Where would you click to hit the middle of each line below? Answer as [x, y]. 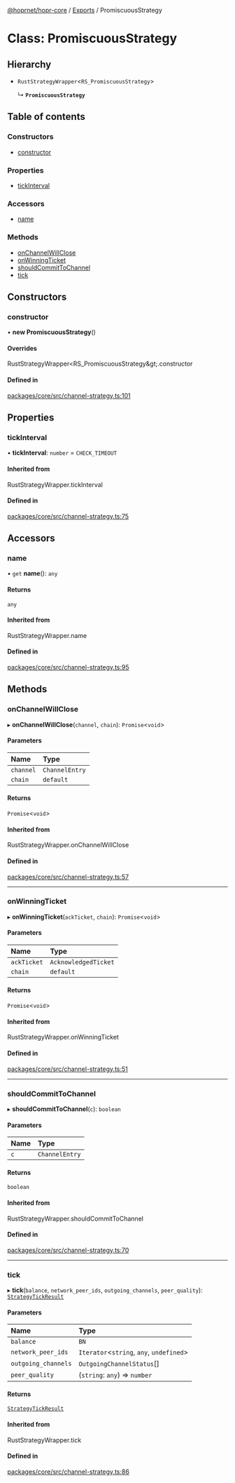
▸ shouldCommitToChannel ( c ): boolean [64, 1109]
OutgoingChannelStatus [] [119, 1364]
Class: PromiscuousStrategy [92, 39]
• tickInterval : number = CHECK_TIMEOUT [62, 453]
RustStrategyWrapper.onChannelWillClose [68, 845]
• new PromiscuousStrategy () [52, 332]
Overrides [22, 348]
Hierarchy [29, 64]
